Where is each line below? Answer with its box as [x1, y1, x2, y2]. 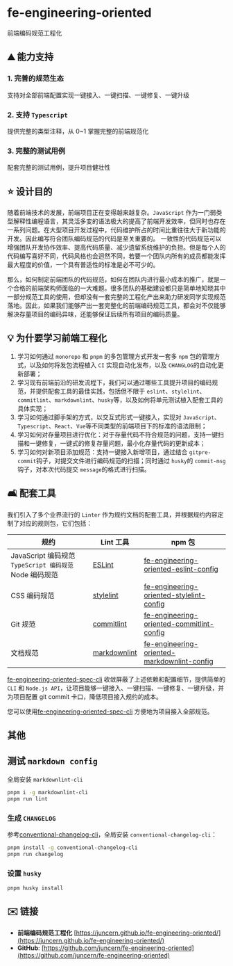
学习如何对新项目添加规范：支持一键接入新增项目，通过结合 [17, 447, 188, 456]
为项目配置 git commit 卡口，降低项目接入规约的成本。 [7, 692, 163, 700]
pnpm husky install [7, 885, 64, 892]
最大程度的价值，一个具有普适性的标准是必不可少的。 [7, 261, 159, 269]
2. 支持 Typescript [7, 110, 68, 120]
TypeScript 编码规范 [10, 561, 74, 569]
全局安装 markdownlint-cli [7, 775, 83, 783]
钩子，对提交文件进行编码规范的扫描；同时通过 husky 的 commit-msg [35, 456, 227, 465]
